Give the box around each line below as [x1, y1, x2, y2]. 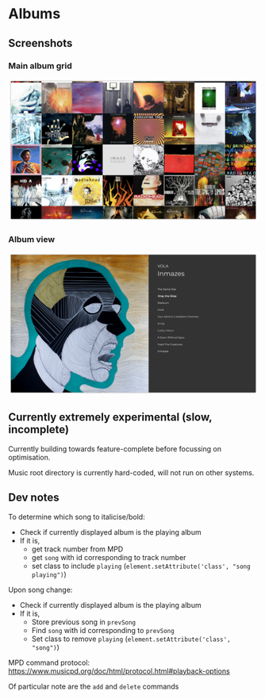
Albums [8, 5, 61, 23]
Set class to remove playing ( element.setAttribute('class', [31, 634, 232, 643]
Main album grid [8, 60, 73, 71]
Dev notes [8, 491, 60, 505]
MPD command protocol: [8, 658, 90, 667]
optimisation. [8, 452, 51, 462]
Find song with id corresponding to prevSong [31, 625, 175, 635]
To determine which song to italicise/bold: [8, 512, 145, 521]
